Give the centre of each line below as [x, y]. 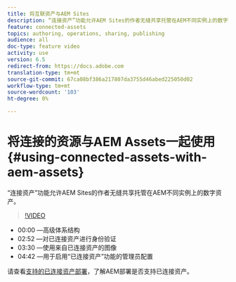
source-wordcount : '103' [44, 92]
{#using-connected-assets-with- [107, 157]
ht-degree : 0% [28, 99]
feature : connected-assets [47, 27]
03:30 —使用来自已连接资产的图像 [67, 248]
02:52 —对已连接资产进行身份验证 [67, 238]
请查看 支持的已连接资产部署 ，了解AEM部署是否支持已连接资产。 [100, 271]
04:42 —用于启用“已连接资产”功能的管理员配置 [85, 256]
